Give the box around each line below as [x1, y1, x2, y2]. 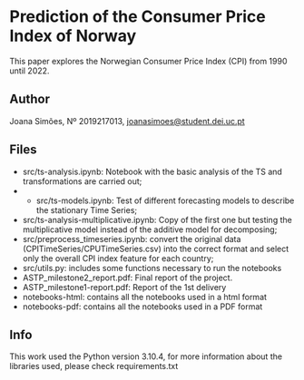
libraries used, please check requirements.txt [9, 361, 179, 372]
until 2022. [9, 65, 50, 76]
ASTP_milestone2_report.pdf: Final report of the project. [22, 272, 233, 283]
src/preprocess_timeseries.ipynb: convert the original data [22, 233, 241, 244]
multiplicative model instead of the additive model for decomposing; [22, 224, 278, 235]
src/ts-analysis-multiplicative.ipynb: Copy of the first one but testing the [22, 214, 292, 225]
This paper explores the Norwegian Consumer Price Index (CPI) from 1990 [9, 55, 288, 66]
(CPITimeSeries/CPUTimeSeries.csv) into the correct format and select [22, 243, 289, 254]
